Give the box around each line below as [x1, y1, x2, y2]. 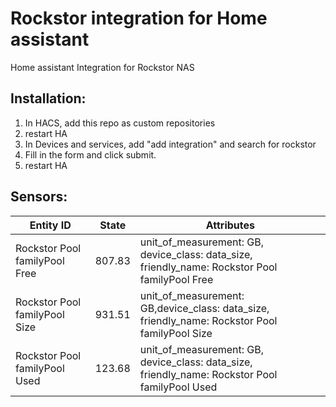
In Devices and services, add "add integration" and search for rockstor [24, 138, 317, 150]
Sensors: [10, 188, 68, 206]
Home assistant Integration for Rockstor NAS [10, 61, 195, 73]
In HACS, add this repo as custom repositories [24, 117, 216, 129]
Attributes [205, 218, 255, 232]
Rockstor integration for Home [10, 7, 268, 30]
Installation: [10, 90, 87, 107]
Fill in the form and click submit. [24, 148, 157, 161]
